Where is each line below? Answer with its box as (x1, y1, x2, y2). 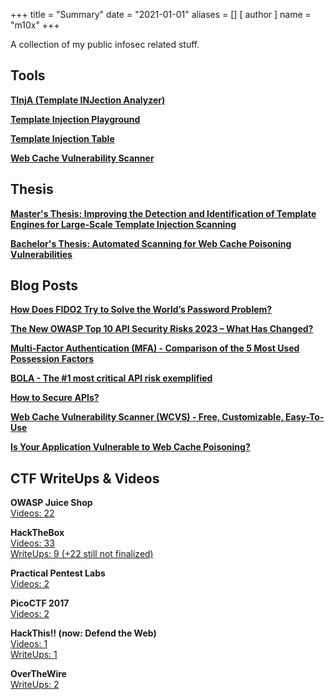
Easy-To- (285, 411, 325, 423)
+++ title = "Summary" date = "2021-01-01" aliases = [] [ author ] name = (10, 9, 312, 20)
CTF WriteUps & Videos (10, 470, 160, 487)
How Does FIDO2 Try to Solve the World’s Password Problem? (10, 304, 273, 316)
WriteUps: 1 (10, 649, 58, 661)
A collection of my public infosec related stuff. (10, 39, 200, 50)
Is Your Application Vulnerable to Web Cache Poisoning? (10, 441, 251, 453)
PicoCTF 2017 (10, 597, 70, 609)
